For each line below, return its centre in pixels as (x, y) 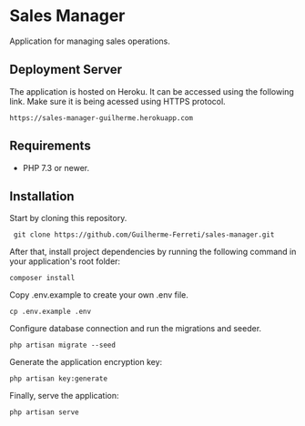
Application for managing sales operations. (90, 41)
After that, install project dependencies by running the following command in (153, 252)
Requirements (50, 146)
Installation (42, 196)
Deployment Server (66, 70)
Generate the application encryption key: (86, 362)
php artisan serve (44, 412)
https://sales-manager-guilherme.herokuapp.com (102, 118)
